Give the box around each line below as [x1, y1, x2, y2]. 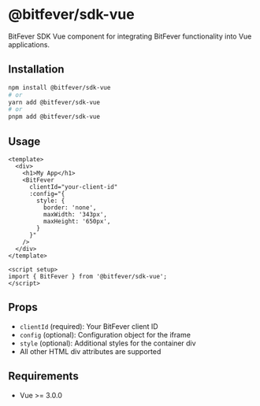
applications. [8, 39, 50, 49]
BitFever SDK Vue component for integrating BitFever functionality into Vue [8, 31, 252, 41]
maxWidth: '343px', [43, 210, 108, 218]
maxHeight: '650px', [43, 217, 111, 225]
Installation [8, 63, 65, 76]
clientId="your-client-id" [28, 183, 118, 190]
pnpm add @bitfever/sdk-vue [8, 113, 101, 121]
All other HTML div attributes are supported [19, 346, 162, 356]
